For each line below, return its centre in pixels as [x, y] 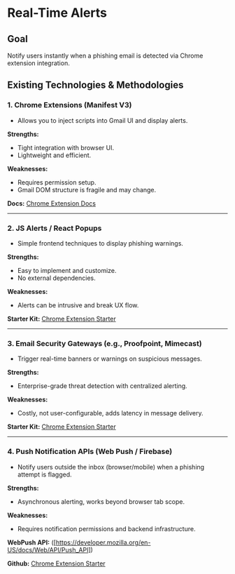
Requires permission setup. [57, 182]
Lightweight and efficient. [54, 155]
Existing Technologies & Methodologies [95, 85]
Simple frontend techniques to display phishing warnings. [100, 243]
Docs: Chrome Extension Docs [52, 203]
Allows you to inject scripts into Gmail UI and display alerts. [102, 120]
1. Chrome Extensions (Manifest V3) [70, 105]
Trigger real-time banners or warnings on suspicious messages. [110, 359]
